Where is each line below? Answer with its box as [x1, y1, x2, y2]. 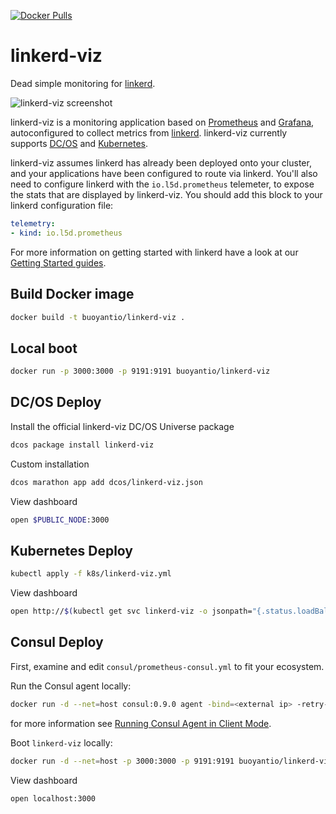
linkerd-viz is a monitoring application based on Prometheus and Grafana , [10, 116, 315, 128]
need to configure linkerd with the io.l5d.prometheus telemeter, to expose [10, 178, 315, 190]
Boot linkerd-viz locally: [10, 736, 113, 749]
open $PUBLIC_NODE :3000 [10, 515, 110, 525]
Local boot [10, 340, 78, 357]
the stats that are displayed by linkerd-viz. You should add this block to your [10, 188, 323, 200]
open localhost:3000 [10, 793, 97, 804]
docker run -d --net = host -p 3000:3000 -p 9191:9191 [10, 756, 235, 766]
